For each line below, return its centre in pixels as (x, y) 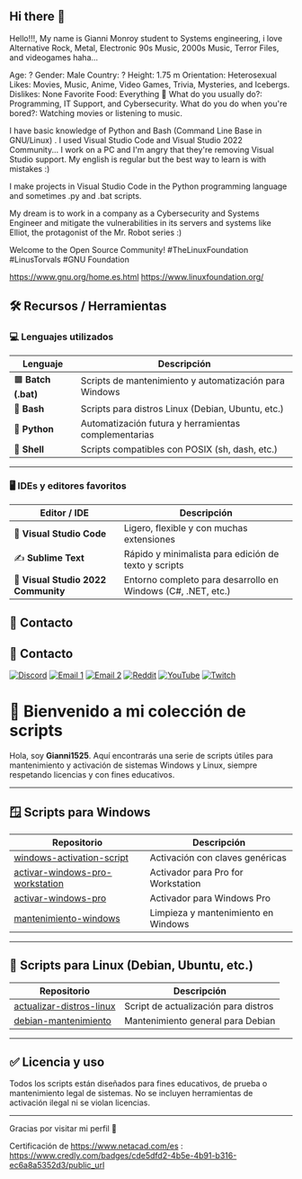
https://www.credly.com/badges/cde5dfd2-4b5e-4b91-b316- (123, 1156)
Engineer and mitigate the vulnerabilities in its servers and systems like (140, 222)
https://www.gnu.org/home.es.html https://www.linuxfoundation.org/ (137, 276)
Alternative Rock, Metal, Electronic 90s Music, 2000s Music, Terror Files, (144, 48)
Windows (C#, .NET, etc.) (177, 590)
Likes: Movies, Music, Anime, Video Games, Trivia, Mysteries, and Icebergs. (150, 84)
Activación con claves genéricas (218, 858)
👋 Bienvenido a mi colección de (128, 711)
